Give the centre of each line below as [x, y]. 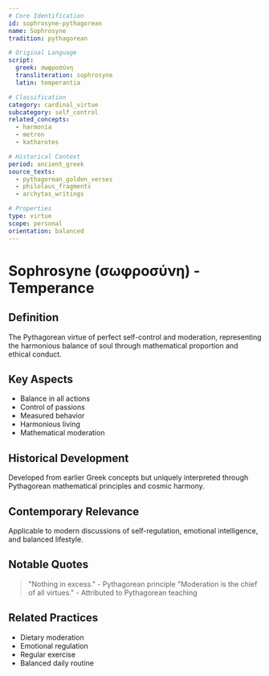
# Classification [37, 97]
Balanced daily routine [57, 663]
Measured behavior [52, 416]
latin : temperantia [48, 82]
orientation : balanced [46, 231]
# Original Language [43, 53]
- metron [30, 135]
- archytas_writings [50, 194]
